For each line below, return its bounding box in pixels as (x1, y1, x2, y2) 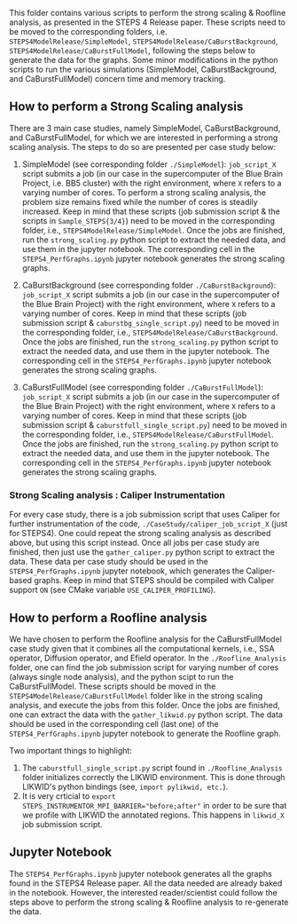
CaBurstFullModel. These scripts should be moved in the (9, 681, 216, 691)
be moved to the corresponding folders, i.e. (9, 27, 168, 36)
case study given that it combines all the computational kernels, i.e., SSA (9, 643, 275, 653)
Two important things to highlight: (9, 745, 133, 755)
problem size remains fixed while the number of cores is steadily (21, 196, 259, 207)
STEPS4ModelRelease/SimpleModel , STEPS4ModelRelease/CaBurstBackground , (9, 36, 278, 46)
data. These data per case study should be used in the (9, 557, 208, 567)
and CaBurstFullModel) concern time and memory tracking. (9, 74, 226, 83)
